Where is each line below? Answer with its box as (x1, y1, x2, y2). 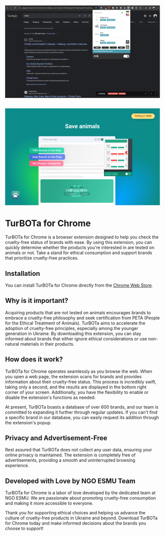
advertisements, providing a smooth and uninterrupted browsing (5, 457, 136, 463)
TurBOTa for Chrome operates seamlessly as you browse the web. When (5, 368, 152, 374)
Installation (5, 269, 40, 278)
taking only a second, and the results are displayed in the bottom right (5, 384, 147, 390)
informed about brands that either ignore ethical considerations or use (5, 335, 147, 342)
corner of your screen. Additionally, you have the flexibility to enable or (5, 389, 149, 395)
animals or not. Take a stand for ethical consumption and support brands (5, 250, 152, 256)
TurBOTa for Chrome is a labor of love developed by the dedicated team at (5, 490, 156, 496)
